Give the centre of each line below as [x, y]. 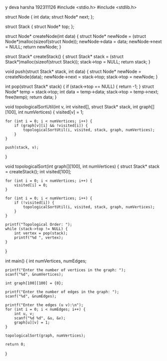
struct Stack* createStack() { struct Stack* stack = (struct [64, 56]
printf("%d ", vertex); [39, 238]
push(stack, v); [22, 147]
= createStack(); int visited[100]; [38, 172]
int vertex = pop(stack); [41, 233]
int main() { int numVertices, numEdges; [46, 261]
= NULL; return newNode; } [33, 47]
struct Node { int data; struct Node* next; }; [50, 17]
